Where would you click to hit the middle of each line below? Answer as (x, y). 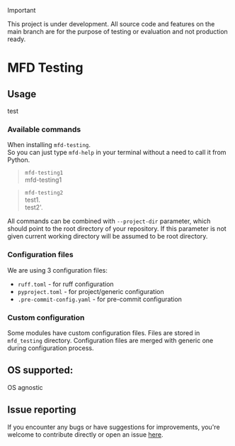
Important (22, 10)
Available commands (44, 129)
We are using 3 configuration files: (57, 270)
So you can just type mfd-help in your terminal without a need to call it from (117, 153)
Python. (19, 160)
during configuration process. (51, 348)
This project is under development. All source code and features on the (111, 24)
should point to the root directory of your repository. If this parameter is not (117, 229)
